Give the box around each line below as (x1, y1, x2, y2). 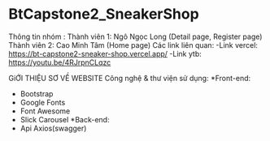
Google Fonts (20, 97, 66, 107)
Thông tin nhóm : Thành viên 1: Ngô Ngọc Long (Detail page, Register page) (8, 32, 263, 41)
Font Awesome (20, 106, 71, 116)
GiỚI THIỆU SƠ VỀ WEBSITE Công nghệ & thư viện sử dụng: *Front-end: (8, 73, 251, 83)
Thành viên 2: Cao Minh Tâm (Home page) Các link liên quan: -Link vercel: (8, 40, 259, 49)
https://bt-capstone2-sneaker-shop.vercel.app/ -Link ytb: (8, 49, 202, 58)
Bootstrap (20, 88, 54, 98)
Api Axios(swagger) (20, 123, 87, 133)
